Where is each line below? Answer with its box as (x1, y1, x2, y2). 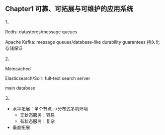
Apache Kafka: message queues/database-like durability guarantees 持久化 (5, 39, 160, 45)
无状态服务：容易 (19, 112, 55, 118)
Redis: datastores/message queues (5, 29, 78, 35)
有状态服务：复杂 (19, 118, 55, 124)
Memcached (5, 66, 31, 71)
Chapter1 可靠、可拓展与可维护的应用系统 (5, 4, 133, 13)
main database (5, 85, 36, 91)
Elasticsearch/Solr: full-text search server (5, 75, 90, 81)
